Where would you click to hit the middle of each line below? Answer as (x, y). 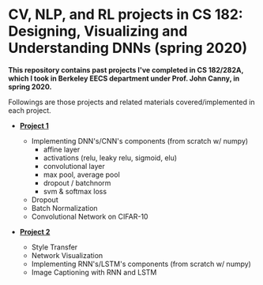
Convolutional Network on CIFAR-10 (90, 216)
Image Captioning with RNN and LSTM (94, 272)
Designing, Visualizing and (98, 31)
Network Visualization (67, 255)
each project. (30, 110)
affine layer (62, 149)
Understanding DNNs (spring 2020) (128, 48)
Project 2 (35, 231)
